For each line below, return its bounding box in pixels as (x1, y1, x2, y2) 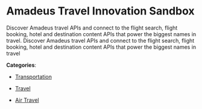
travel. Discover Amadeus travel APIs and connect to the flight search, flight (6, 37, 195, 44)
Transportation (14, 73, 52, 80)
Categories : (6, 61, 37, 69)
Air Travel (14, 96, 39, 104)
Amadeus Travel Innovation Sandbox (6, 4, 195, 18)
